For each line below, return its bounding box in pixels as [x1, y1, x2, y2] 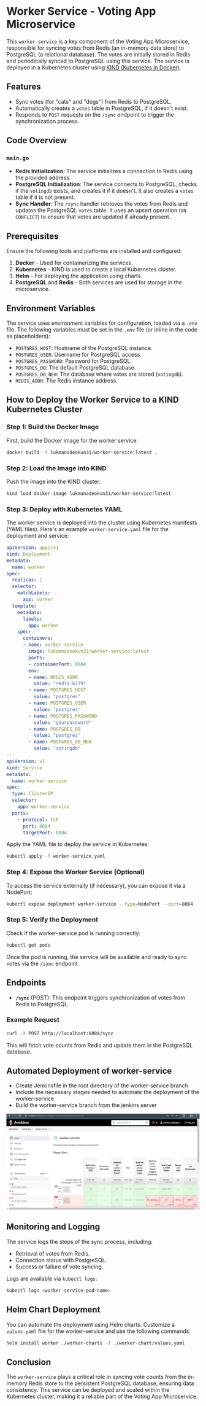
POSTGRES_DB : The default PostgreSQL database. [15, 364, 136, 371]
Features [6, 82, 41, 92]
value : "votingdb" [33, 745, 81, 752]
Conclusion [6, 1357, 51, 1367]
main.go [6, 155, 29, 162]
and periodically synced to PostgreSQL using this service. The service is [6, 57, 190, 64]
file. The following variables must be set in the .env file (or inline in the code [6, 326, 198, 333]
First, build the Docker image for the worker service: [6, 437, 139, 444]
